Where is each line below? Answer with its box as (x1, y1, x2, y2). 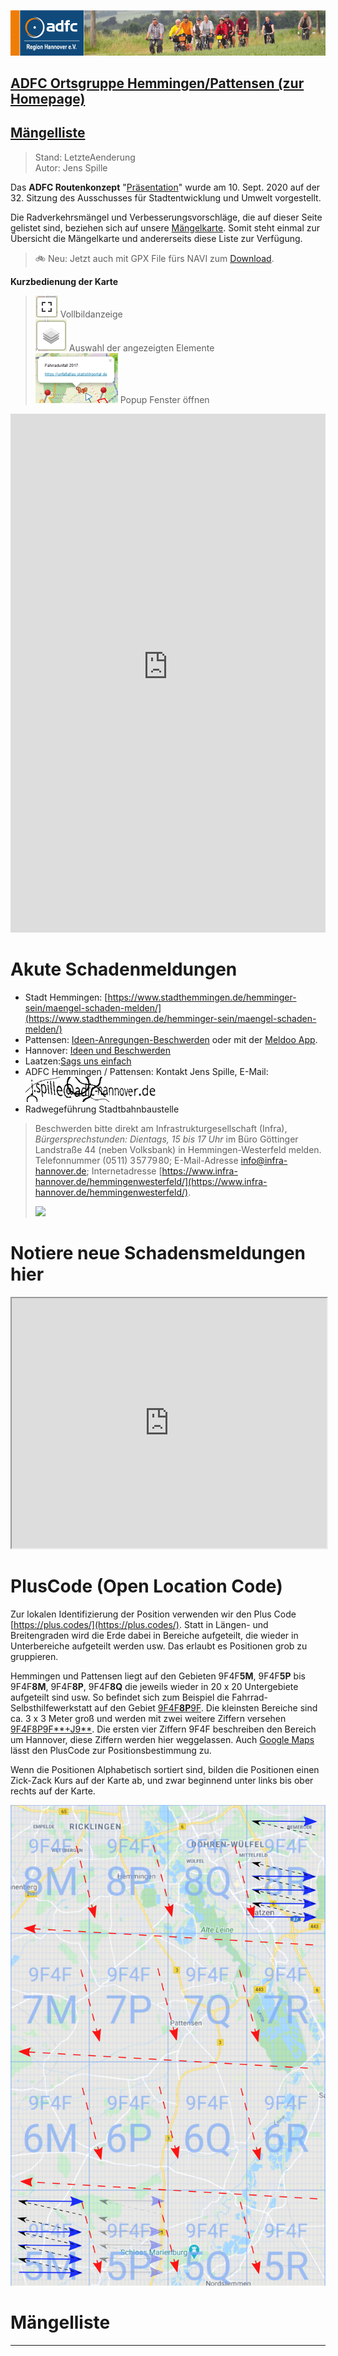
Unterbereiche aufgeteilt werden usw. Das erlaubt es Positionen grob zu (10, 1640, 308, 1652)
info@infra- (240, 1154, 288, 1166)
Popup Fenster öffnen (119, 393, 210, 405)
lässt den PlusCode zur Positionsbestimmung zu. (10, 1744, 212, 1756)
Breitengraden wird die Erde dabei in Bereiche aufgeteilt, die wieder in (10, 1629, 299, 1641)
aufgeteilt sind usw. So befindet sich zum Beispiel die (10, 1691, 230, 1703)
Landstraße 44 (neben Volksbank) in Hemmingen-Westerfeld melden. (34, 1143, 322, 1155)
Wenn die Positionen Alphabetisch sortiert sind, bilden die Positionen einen (10, 1763, 320, 1775)
